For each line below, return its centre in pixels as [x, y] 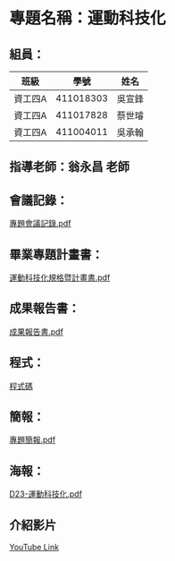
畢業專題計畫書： [56, 255]
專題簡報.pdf [33, 440]
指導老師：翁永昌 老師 [69, 167]
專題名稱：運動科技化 [88, 18]
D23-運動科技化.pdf [46, 494]
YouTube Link [34, 548]
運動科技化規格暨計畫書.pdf [60, 277]
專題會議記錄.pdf [40, 224]
